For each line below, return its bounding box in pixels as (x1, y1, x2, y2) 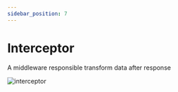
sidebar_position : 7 (7, 10, 68, 17)
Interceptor (7, 40, 75, 56)
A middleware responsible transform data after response (7, 63, 171, 72)
